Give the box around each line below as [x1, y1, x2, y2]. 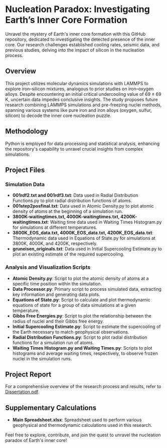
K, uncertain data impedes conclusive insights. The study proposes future [5, 96, 158, 102]
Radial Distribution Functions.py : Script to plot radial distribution [12, 334, 147, 340]
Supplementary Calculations [5, 403, 97, 412]
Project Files [5, 165, 45, 174]
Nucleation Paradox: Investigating [5, 4, 150, 15]
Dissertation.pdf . [5, 389, 40, 395]
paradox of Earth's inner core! [5, 437, 67, 443]
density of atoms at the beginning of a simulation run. [12, 208, 123, 215]
